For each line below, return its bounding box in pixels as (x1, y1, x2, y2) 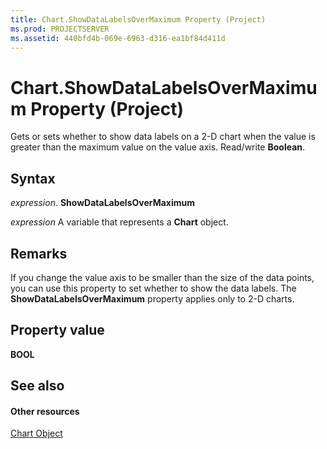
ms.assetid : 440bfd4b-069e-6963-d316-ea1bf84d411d (10, 33, 226, 43)
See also (10, 377, 65, 395)
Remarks (10, 245, 68, 262)
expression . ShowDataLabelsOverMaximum (10, 197, 196, 209)
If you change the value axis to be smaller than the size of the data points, (10, 271, 315, 283)
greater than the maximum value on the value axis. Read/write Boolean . (10, 141, 306, 153)
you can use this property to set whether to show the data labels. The (10, 282, 297, 294)
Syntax (10, 170, 56, 187)
